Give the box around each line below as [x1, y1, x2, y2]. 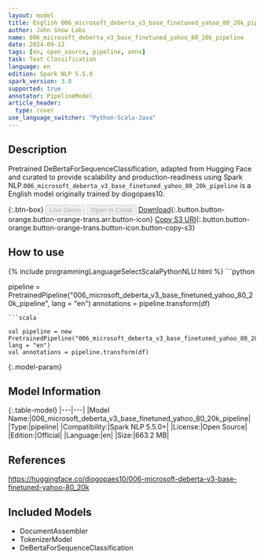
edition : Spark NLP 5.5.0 [8, 70, 93, 78]
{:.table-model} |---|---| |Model [8, 406, 110, 415]
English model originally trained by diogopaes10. [8, 189, 165, 198]
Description [8, 143, 67, 157]
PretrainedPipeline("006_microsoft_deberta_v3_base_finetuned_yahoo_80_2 [8, 290, 254, 300]
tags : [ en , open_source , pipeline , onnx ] [8, 48, 146, 56]
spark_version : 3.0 [8, 77, 72, 85]
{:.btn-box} [8, 204, 45, 214]
